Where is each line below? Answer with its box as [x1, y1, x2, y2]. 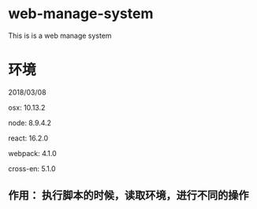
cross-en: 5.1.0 [8, 163, 57, 174]
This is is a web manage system [8, 31, 112, 40]
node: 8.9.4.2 [8, 118, 52, 127]
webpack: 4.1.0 [8, 148, 57, 158]
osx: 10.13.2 [8, 103, 46, 112]
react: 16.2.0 [8, 133, 49, 143]
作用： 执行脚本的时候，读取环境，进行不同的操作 [8, 188, 249, 202]
